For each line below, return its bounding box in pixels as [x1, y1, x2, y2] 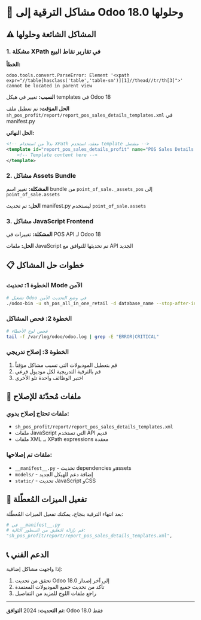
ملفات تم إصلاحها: [6, 451, 53, 459]
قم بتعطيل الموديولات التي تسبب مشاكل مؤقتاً [14, 361, 118, 369]
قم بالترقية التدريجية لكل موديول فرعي [14, 367, 101, 375]
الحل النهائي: [6, 129, 35, 136]
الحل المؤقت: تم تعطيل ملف [6, 105, 70, 112]
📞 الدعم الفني [6, 549, 49, 560]
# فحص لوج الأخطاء [6, 328, 48, 334]
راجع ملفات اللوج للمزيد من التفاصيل [14, 589, 97, 597]
